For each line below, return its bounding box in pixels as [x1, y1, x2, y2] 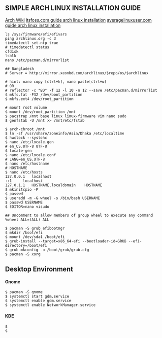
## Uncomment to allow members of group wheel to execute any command [5, 213, 153, 218]
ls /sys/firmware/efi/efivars [5, 32, 67, 36]
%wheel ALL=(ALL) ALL [5, 217, 50, 222]
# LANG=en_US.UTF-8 [5, 157, 45, 162]
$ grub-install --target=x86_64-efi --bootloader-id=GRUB [5, 238, 127, 243]
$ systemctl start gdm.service [5, 294, 69, 299]
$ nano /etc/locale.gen [5, 139, 54, 144]
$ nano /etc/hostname [5, 161, 50, 166]
